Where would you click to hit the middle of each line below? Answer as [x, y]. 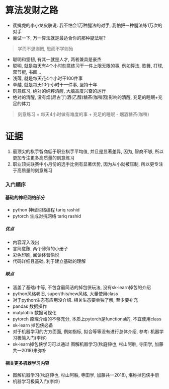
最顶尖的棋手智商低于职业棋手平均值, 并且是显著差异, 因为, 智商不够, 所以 [88, 151]
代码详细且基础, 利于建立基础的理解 [49, 261]
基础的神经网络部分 [25, 198]
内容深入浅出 [26, 242]
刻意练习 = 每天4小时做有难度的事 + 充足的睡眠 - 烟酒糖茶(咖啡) [83, 114]
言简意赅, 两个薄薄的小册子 [40, 248]
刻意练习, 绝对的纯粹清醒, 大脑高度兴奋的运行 [59, 91]
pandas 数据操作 [30, 306]
